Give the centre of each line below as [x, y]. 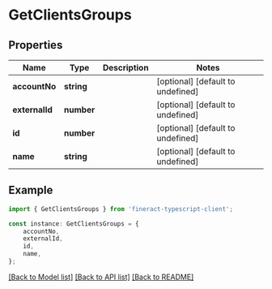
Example [31, 190]
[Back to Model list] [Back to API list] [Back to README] [101, 277]
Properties [36, 45]
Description [125, 68]
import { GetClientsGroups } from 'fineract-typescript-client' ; [121, 209]
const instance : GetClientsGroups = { [74, 224]
